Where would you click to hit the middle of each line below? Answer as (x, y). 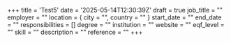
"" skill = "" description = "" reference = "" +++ (75, 32)
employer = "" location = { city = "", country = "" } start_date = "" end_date (114, 17)
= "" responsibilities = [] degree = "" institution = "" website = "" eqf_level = (116, 25)
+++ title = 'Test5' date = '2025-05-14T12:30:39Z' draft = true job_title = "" (115, 10)
